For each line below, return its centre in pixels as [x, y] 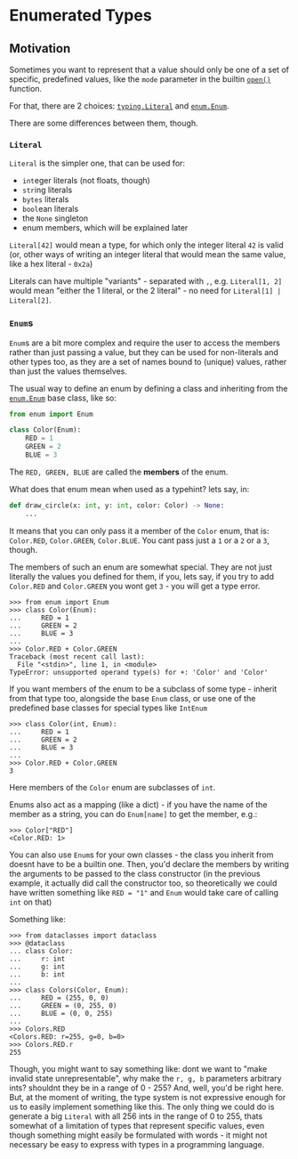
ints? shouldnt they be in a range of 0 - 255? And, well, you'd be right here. [147, 1088]
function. [26, 89]
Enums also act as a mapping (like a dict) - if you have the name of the [138, 804]
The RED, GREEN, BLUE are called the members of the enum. [119, 472]
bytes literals [45, 199]
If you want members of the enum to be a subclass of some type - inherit [143, 689]
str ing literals [47, 190]
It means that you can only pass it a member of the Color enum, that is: [139, 531]
